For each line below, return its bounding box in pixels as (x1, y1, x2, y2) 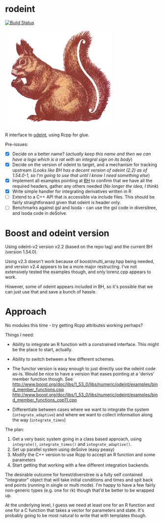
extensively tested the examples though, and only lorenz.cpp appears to (5, 269, 151, 275)
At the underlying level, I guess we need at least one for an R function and (5, 502, 155, 508)
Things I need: (5, 332, 34, 338)
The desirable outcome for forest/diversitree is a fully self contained (5, 472, 143, 478)
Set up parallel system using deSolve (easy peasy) (12, 446, 115, 453)
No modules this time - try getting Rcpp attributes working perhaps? (5, 322, 143, 328)
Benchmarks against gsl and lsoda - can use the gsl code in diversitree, (12, 205, 157, 211)
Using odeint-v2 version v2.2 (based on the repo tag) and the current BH (5, 244, 153, 250)
